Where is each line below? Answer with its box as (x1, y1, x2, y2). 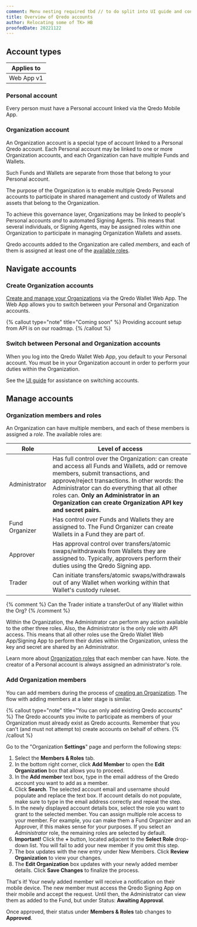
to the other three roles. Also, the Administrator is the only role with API (6, 625, 178, 632)
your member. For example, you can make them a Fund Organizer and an (14, 817, 191, 824)
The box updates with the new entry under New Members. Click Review (14, 848, 189, 855)
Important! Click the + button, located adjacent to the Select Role (14, 835, 174, 843)
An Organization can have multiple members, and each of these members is (6, 425, 189, 432)
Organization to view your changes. (14, 854, 103, 861)
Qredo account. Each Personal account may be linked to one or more (6, 145, 173, 153)
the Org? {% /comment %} (6, 607, 70, 614)
